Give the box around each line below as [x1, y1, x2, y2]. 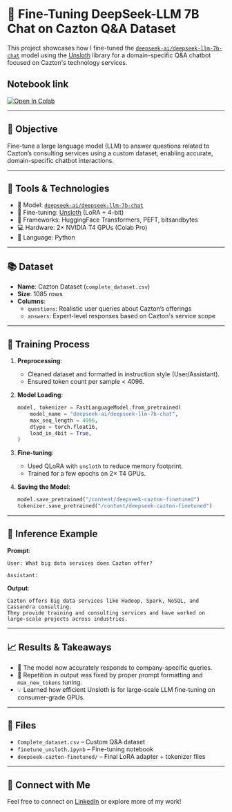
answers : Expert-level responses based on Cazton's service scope [27, 312, 216, 320]
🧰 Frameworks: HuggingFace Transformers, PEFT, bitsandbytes [17, 215, 198, 224]
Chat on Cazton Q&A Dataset [7, 21, 176, 37]
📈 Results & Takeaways [7, 641, 112, 653]
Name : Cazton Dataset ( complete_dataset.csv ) [17, 282, 151, 291]
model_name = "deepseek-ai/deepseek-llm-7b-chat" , [30, 410, 179, 417]
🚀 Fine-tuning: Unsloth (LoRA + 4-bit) [17, 209, 124, 217]
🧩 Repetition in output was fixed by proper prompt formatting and [17, 670, 203, 679]
